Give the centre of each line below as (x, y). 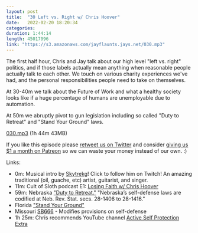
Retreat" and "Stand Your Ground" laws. (55, 122)
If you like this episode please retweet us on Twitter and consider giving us (97, 145)
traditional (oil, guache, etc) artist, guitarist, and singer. (81, 180)
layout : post (22, 12)
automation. (21, 104)
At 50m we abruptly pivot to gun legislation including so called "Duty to (92, 115)
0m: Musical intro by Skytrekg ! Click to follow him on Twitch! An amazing (103, 173)
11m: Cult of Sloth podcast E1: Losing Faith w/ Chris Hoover (86, 186)
